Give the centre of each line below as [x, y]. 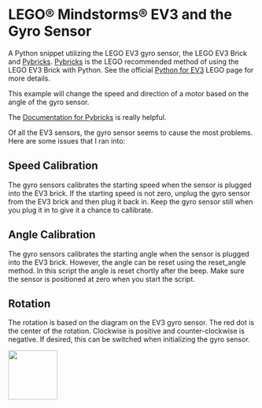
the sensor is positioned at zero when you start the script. [101, 279]
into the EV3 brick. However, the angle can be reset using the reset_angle [127, 262]
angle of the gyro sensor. [49, 102]
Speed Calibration [53, 166]
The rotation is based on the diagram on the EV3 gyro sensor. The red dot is [131, 323]
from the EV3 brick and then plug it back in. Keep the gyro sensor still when [131, 201]
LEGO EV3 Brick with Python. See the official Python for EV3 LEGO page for [131, 69]
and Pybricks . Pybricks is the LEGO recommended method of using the [124, 62]
